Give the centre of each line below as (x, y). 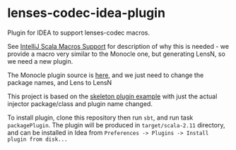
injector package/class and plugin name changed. (80, 103)
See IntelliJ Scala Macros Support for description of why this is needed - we (118, 46)
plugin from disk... (38, 139)
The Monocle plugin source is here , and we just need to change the (106, 75)
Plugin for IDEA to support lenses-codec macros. (79, 33)
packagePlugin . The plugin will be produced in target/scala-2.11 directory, (116, 125)
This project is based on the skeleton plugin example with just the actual (112, 96)
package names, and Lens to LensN (60, 82)
